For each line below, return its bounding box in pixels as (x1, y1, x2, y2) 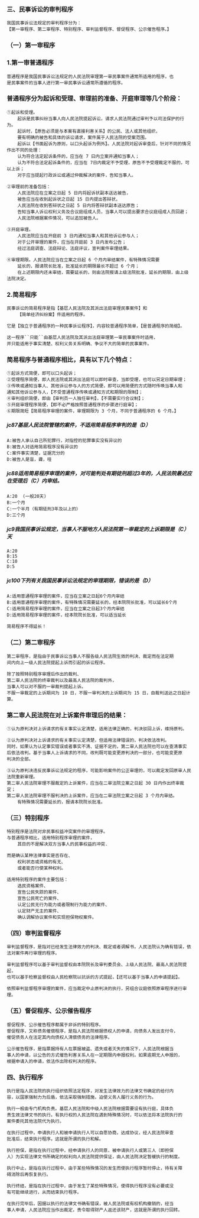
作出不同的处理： (6, 147, 43, 153)
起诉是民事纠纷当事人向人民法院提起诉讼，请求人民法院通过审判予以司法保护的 (17, 115, 180, 122)
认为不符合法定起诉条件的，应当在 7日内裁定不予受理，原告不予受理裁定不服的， (17, 160, 185, 166)
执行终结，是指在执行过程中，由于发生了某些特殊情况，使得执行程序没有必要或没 (6, 1183, 174, 1189)
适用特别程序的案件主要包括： (6, 877, 68, 883)
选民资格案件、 (17, 883, 48, 889)
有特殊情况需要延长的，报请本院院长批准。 (17, 799, 106, 805)
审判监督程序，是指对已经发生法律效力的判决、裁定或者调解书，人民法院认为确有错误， (6, 944, 187, 950)
